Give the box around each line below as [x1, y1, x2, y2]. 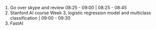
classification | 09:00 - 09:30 [10, 15, 71, 21]
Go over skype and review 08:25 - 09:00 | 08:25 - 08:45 [10, 5, 127, 10]
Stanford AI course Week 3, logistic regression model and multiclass [10, 10, 151, 16]
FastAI [10, 20, 24, 26]
